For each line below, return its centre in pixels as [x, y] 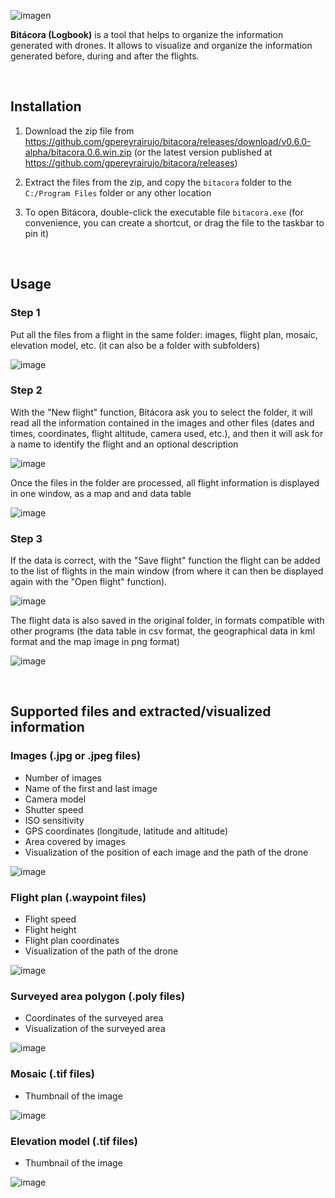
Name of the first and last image [91, 788]
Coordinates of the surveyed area [94, 1018]
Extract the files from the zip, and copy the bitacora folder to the [158, 182]
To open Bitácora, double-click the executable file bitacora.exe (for [164, 212]
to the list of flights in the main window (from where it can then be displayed [167, 571]
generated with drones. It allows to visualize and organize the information [161, 45]
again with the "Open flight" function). [89, 582]
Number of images [63, 777]
